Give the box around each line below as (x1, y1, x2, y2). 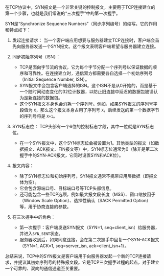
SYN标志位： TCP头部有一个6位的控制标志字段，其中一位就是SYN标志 (12, 124, 154, 129)
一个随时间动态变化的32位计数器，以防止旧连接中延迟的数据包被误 (19, 89, 154, 94)
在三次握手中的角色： (12, 214, 55, 220)
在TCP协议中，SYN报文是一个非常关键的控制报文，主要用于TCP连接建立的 (5, 4, 156, 10)
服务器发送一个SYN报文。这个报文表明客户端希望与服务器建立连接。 (21, 44, 159, 49)
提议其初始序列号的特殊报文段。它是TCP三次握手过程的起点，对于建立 (18, 259, 160, 265)
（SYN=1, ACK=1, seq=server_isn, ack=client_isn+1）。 (19, 243, 129, 249)
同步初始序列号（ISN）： (12, 54, 61, 60)
